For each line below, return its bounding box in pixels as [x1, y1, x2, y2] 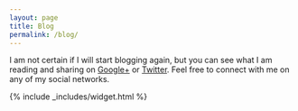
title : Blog [9, 22, 54, 31]
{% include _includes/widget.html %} [9, 91, 147, 102]
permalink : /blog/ [9, 30, 79, 39]
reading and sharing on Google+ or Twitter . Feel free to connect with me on [9, 64, 290, 75]
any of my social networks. [9, 74, 110, 85]
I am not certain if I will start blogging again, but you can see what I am [9, 55, 273, 66]
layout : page [9, 13, 59, 23]
